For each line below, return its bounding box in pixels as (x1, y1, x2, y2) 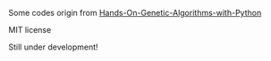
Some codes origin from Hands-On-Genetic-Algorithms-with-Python (8, 8, 262, 18)
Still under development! (8, 42, 99, 52)
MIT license (8, 25, 52, 34)
